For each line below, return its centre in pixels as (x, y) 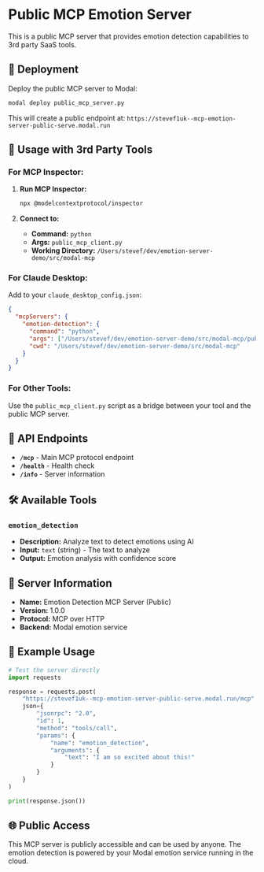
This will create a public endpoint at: (67, 118)
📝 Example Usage (52, 652)
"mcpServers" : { (42, 317)
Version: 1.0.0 (42, 610)
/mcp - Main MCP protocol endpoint (77, 458)
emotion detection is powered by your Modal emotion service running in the (131, 853)
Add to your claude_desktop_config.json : (75, 295)
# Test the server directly (54, 670)
